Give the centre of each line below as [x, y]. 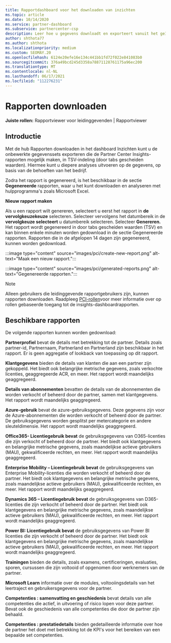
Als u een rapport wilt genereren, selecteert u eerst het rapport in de [77, 211]
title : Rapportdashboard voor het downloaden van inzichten [70, 10]
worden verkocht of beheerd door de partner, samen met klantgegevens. [82, 395]
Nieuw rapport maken [29, 201]
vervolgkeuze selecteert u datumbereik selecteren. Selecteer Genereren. [83, 222]
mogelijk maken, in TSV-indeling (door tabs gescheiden [85, 159]
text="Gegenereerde [27, 274]
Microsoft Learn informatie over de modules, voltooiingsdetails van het [80, 583]
